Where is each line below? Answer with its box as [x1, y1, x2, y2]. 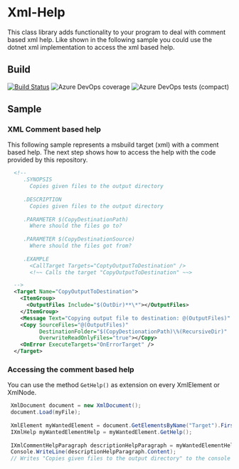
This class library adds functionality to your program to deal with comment [7, 28, 226, 36]
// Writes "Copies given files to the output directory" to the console [10, 455, 231, 463]
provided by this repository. [7, 156, 88, 164]
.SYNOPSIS [23, 176, 53, 184]
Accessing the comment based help [7, 364, 134, 374]
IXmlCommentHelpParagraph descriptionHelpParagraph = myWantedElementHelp [10, 442, 237, 449]
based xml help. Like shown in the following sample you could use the [7, 35, 212, 43]
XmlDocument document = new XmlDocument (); [10, 402, 142, 409]
